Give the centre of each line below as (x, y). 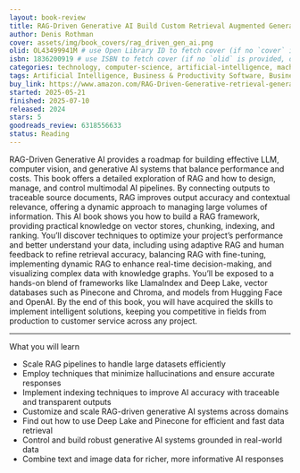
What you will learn (45, 346)
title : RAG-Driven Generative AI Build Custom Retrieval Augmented (137, 26)
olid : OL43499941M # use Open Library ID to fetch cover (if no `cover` (147, 51)
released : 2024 (37, 109)
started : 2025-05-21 (48, 92)
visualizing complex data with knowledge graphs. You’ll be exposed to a (142, 273)
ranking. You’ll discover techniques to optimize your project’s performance (146, 235)
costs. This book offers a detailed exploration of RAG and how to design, (142, 178)
